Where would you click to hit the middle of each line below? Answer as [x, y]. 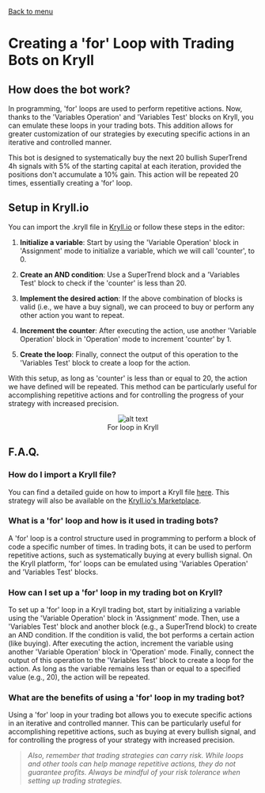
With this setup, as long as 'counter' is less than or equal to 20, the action [128, 378]
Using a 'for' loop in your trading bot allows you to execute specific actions [130, 715]
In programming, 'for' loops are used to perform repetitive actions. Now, [125, 109]
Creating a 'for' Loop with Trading [121, 44]
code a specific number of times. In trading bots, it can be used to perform [130, 546]
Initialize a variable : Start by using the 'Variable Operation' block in [129, 242]
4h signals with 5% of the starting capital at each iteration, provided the [125, 166]
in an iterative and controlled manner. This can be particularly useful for [125, 723]
